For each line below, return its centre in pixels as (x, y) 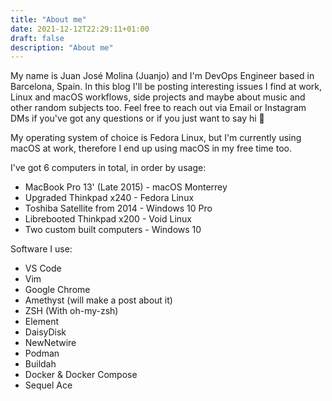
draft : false (37, 38)
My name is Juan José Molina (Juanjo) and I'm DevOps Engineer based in (162, 76)
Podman (42, 353)
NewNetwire (50, 343)
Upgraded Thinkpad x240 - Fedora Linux (109, 198)
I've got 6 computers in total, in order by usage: (108, 168)
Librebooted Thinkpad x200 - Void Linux (108, 219)
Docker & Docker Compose (81, 375)
